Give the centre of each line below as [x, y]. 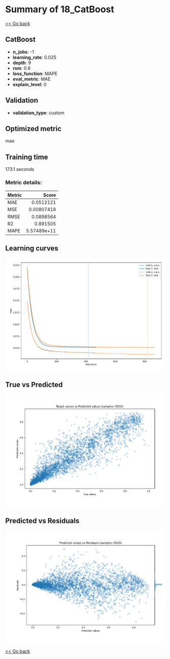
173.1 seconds [20, 169]
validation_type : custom [38, 113]
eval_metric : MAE [32, 79]
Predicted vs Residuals [42, 521]
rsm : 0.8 [21, 68]
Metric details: [24, 183]
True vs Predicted [34, 384]
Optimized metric [34, 129]
